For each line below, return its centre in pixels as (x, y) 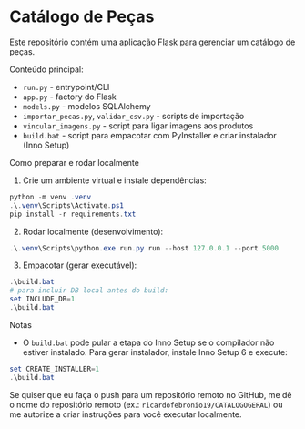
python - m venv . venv (51, 197)
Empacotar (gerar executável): (80, 265)
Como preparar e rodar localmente (74, 162)
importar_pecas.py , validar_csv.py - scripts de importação (133, 116)
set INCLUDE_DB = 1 (42, 299)
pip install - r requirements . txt (73, 214)
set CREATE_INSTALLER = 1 (55, 369)
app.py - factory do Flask (69, 97)
